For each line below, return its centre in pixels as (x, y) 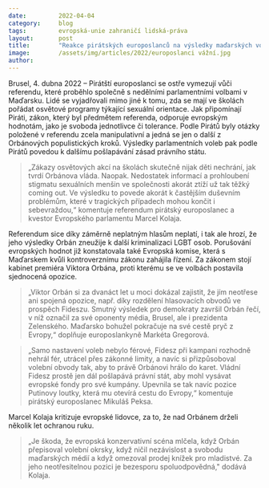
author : (21, 61)
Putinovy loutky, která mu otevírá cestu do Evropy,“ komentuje (130, 392)
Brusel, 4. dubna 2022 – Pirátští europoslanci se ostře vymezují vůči (120, 83)
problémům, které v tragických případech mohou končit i (121, 201)
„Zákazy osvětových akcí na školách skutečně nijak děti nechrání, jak (142, 167)
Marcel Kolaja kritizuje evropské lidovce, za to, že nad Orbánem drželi (123, 417)
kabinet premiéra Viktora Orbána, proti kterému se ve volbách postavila (126, 268)
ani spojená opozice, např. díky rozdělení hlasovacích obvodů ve (134, 300)
